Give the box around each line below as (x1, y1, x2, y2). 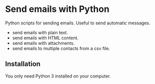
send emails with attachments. (12, 40, 75, 46)
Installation (5, 60, 41, 68)
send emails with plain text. (12, 29, 68, 35)
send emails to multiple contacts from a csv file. (12, 45, 110, 51)
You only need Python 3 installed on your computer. (5, 73, 111, 79)
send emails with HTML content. (12, 35, 79, 41)
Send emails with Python (5, 3, 110, 15)
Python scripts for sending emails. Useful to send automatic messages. (5, 20, 151, 26)
